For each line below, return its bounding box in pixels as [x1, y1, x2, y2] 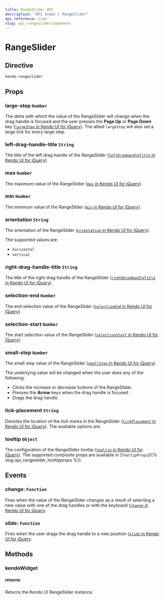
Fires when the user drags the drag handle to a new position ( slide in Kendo [5, 531, 159, 536]
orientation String [5, 216, 49, 223]
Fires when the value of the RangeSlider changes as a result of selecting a [5, 497, 155, 503]
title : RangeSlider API [5, 7, 54, 12]
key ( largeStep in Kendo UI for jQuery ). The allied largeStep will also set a [5, 123, 154, 130]
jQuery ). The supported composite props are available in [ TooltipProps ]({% [5, 452, 158, 458]
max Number [5, 170, 33, 177]
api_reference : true [5, 16, 47, 21]
